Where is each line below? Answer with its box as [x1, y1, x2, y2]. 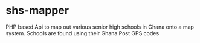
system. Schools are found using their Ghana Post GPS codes [5, 29, 160, 36]
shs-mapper [5, 4, 69, 17]
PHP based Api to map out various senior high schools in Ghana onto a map [5, 23, 195, 30]
